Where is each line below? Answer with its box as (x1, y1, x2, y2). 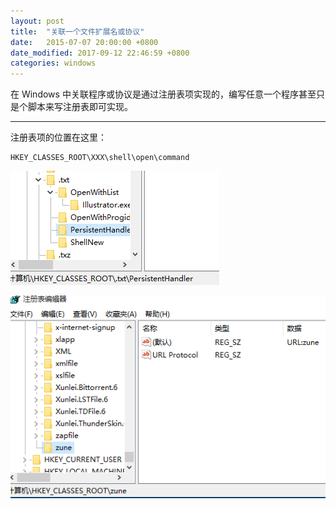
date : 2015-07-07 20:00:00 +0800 (10, 37, 159, 47)
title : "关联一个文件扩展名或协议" (10, 26, 145, 37)
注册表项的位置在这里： (10, 131, 107, 144)
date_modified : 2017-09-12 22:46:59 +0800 (10, 48, 190, 58)
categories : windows (10, 58, 97, 69)
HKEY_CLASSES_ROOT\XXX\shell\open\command (10, 153, 190, 163)
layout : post (10, 16, 65, 26)
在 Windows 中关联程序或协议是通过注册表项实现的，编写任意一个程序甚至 (10, 88, 317, 100)
